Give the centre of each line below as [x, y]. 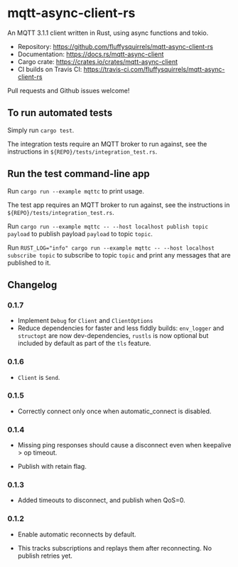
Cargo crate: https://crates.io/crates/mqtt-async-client [98, 61]
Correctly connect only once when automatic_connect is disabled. [114, 411]
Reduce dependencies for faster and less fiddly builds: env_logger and [121, 328]
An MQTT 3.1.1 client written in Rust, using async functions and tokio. [108, 33]
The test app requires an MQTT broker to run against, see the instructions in [119, 205]
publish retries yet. [45, 556]
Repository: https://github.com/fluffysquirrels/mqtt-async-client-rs [115, 46]
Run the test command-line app [79, 174]
